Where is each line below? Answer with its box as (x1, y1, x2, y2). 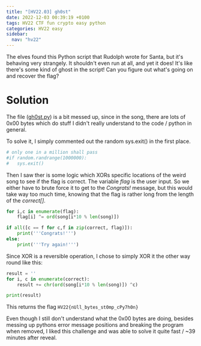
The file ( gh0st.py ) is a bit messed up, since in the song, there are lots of (6, 113, 186, 120)
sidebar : (6, 31, 28, 37)
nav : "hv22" (11, 37, 42, 43)
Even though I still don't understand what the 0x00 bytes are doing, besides (6, 315, 194, 322)
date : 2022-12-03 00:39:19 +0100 (6, 14, 90, 20)
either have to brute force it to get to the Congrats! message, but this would (6, 184, 193, 191)
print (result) (6, 293, 42, 299)
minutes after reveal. (6, 334, 57, 341)
